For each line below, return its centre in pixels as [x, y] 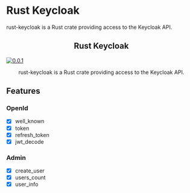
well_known [30, 121]
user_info [27, 185]
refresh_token [32, 135]
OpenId [17, 108]
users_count [30, 177]
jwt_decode [29, 141]
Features [23, 91]
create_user [30, 170]
